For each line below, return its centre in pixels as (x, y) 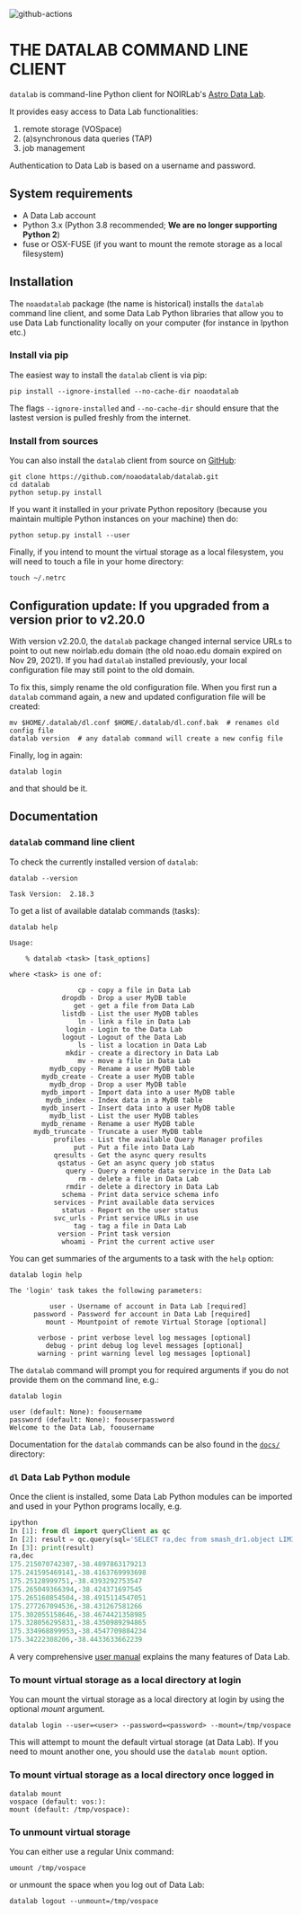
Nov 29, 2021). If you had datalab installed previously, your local (128, 660)
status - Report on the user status (130, 1210)
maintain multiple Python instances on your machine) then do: (124, 519)
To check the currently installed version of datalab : (104, 862)
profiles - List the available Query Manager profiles (158, 1139)
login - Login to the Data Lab (124, 1029)
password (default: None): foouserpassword (92, 1420)
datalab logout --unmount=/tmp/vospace (84, 1901)
